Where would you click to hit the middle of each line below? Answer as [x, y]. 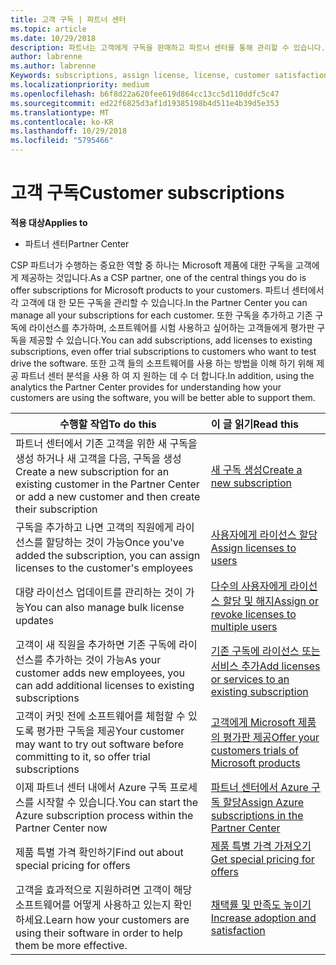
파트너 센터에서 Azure [259, 787]
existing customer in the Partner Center [107, 484]
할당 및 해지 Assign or [270, 601]
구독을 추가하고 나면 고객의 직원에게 [94, 527]
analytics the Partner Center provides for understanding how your [146, 387]
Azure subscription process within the [104, 815]
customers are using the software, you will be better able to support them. [163, 397]
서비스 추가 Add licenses [265, 666]
